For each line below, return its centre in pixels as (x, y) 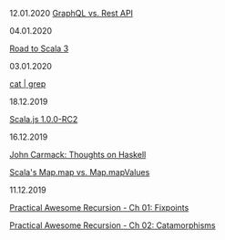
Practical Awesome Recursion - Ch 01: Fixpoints (99, 208)
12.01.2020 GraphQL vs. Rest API (72, 13)
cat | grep (28, 84)
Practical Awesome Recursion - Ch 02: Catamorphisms (112, 225)
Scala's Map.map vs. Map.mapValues (80, 172)
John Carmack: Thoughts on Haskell (78, 155)
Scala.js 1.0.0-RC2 (44, 119)
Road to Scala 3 (39, 48)
